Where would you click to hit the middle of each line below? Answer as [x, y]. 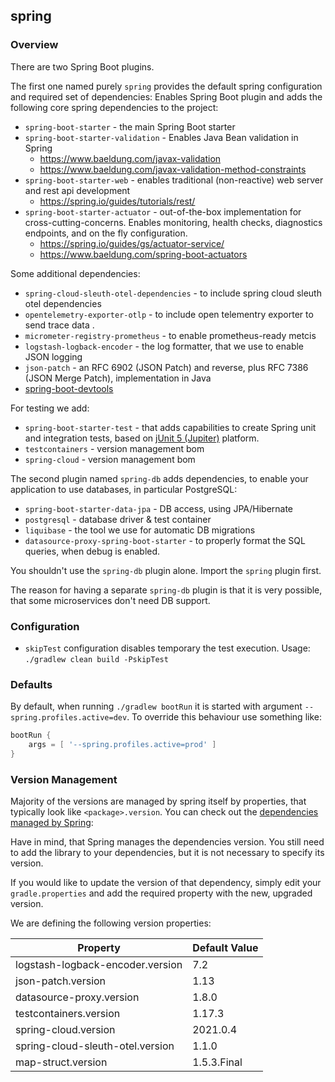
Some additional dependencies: [75, 273]
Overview [34, 45]
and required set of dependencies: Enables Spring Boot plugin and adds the [166, 96]
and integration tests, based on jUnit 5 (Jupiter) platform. [142, 438]
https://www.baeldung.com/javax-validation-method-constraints [173, 169]
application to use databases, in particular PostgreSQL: [124, 489]
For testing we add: [50, 408]
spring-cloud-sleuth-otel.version [95, 1046]
